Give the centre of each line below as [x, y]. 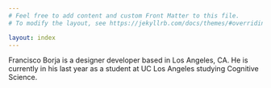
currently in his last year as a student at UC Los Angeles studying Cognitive [134, 69]
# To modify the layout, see [57, 23]
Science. [23, 78]
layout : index [32, 38]
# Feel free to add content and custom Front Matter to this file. [124, 16]
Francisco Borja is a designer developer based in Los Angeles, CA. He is [128, 60]
